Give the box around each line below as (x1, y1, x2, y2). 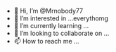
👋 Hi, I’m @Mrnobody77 (13, 7, 83, 15)
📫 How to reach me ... (13, 37, 79, 45)
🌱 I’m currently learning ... (13, 22, 89, 30)
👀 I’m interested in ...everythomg (13, 14, 109, 22)
